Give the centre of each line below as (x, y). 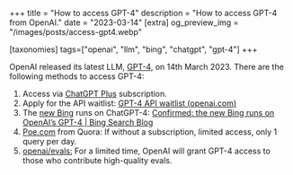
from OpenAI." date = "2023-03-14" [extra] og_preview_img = (124, 22)
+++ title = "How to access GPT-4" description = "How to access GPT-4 (143, 13)
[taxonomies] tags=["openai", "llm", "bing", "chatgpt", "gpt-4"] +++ (133, 49)
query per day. (49, 141)
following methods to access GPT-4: (77, 76)
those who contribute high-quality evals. (97, 160)
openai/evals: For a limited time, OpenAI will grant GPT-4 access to (146, 151)
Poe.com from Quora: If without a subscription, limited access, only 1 (150, 132)
